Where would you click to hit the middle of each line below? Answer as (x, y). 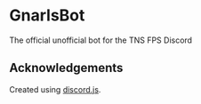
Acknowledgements (66, 68)
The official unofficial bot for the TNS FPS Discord (101, 40)
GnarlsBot (47, 16)
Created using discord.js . (55, 89)
